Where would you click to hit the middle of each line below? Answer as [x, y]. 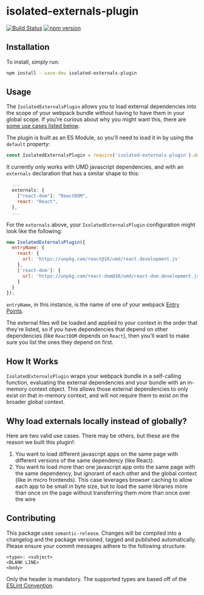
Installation [28, 47]
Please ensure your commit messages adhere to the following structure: [96, 546]
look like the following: [34, 231]
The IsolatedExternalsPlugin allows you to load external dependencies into [101, 106]
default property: [28, 144]
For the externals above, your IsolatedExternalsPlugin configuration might [101, 224]
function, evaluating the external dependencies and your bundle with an [96, 383]
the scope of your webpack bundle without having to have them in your [96, 113]
